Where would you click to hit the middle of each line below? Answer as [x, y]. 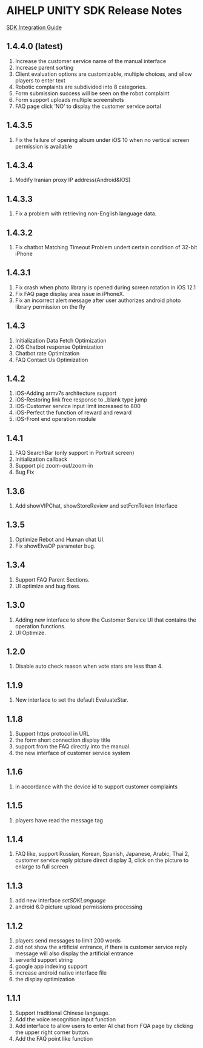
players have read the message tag [59, 820]
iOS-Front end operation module [55, 419]
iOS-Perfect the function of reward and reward [73, 412]
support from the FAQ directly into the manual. [73, 746]
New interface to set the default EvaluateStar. [72, 700]
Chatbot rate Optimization [47, 353]
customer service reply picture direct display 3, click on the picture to [102, 860]
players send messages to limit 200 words [68, 940]
